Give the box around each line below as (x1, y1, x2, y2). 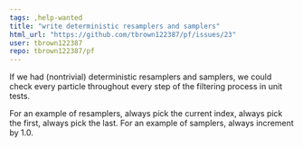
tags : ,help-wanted (9, 13, 83, 23)
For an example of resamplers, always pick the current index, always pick (9, 108, 283, 119)
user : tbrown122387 (9, 38, 83, 48)
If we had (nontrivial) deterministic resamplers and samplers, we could (9, 71, 272, 82)
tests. (9, 91, 30, 102)
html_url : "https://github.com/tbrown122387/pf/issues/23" (9, 30, 237, 39)
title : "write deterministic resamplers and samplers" (9, 22, 221, 31)
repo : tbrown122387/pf (9, 47, 95, 56)
